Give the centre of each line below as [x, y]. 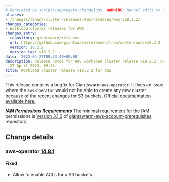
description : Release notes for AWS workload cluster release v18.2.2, [82, 61]
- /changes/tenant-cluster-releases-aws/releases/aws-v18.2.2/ [73, 19]
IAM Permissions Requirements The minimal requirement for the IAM [77, 111]
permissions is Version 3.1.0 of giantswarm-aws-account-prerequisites [78, 116]
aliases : [14, 15]
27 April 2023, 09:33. [33, 66]
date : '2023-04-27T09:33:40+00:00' [43, 57]
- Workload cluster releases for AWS [45, 29]
